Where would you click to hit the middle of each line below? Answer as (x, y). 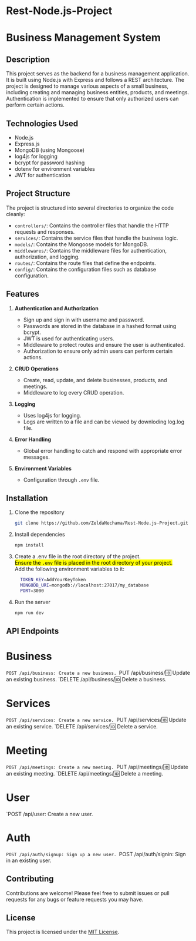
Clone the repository (39, 512)
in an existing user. (29, 860)
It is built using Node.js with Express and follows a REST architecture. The (95, 80)
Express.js (27, 144)
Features (23, 294)
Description (28, 59)
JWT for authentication (42, 175)
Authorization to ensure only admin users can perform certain (98, 351)
